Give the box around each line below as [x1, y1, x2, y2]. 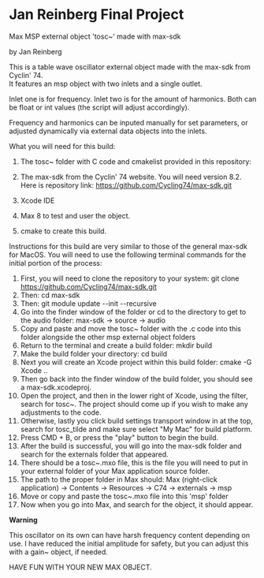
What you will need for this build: [9, 141, 116, 151]
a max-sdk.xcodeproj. [20, 382, 92, 392]
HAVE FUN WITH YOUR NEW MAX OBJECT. [9, 562, 152, 572]
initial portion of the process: [9, 258, 102, 267]
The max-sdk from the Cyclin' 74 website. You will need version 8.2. [20, 172, 242, 181]
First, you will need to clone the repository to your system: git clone [20, 274, 240, 283]
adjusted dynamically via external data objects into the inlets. [9, 126, 207, 136]
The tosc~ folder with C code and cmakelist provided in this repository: [20, 156, 251, 166]
